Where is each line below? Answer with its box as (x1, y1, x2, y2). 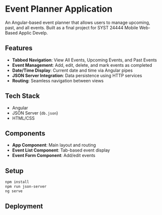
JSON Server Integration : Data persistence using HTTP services (12, 72, 143, 78)
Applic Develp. (18, 30, 48, 36)
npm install (5, 179, 29, 185)
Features (5, 44, 33, 52)
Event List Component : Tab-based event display (12, 147, 110, 153)
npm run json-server (5, 184, 47, 189)
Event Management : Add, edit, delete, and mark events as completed (12, 62, 152, 68)
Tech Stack (5, 92, 40, 100)
